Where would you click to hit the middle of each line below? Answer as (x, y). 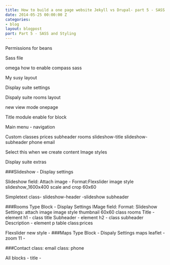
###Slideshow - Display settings (39, 172)
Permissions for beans (29, 48)
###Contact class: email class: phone (45, 248)
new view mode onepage (32, 107)
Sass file (14, 58)
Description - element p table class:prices (49, 223)
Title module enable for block (36, 117)
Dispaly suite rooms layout (33, 97)
